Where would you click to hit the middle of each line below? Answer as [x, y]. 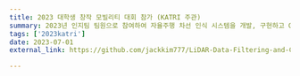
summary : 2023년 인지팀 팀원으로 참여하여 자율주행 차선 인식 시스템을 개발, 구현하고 [147, 26]
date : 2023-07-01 [42, 42]
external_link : [37, 50]
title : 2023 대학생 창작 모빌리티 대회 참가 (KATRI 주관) [105, 17]
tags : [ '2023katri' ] [48, 34]
